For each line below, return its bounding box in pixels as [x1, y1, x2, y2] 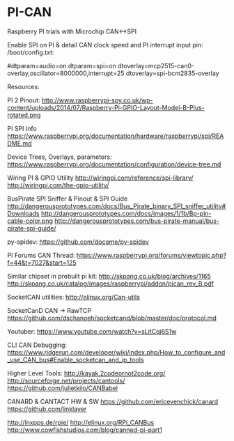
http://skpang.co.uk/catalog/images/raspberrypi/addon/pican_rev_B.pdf [7, 279, 214, 288]
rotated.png [7, 111, 41, 119]
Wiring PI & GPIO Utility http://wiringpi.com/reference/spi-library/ [7, 173, 194, 182]
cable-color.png [7, 217, 54, 225]
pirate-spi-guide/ [7, 224, 56, 232]
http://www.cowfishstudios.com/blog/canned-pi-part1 [7, 426, 162, 434]
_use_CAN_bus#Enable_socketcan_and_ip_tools [7, 355, 144, 364]
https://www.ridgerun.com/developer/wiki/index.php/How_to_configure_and [7, 348, 226, 356]
